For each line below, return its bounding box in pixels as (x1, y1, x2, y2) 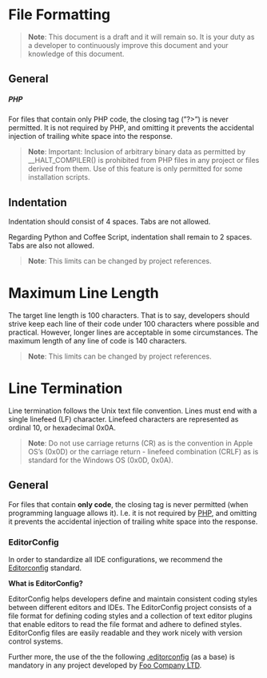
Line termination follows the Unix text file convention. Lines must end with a (8, 406, 257, 415)
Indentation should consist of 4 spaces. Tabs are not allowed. (8, 217, 211, 227)
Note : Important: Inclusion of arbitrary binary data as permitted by (27, 147, 246, 157)
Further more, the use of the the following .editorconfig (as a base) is (8, 652, 236, 662)
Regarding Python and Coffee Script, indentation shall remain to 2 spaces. (8, 232, 253, 242)
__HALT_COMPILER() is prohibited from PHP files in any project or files (27, 156, 260, 165)
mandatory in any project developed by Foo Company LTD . (8, 660, 202, 670)
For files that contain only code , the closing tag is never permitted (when (8, 499, 249, 509)
